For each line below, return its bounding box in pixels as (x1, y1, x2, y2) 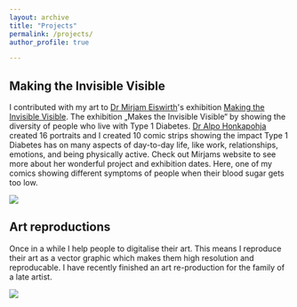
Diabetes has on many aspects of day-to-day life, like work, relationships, (9, 139, 278, 151)
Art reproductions (9, 219, 111, 235)
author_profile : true (9, 37, 90, 47)
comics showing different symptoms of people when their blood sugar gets (9, 168, 285, 178)
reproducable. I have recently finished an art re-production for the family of (9, 262, 285, 272)
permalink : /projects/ (9, 29, 93, 38)
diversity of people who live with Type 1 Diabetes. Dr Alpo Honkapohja (9, 121, 267, 131)
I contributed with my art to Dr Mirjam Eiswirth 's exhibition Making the (9, 102, 265, 113)
